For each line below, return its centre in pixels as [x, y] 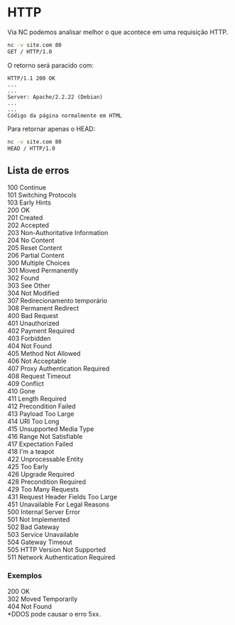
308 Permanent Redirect [43, 308]
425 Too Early [28, 467]
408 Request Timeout [39, 376]
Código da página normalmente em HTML [65, 115]
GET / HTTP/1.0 [30, 51]
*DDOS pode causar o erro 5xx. [54, 614]
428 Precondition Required [47, 482]
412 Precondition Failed [42, 406]
